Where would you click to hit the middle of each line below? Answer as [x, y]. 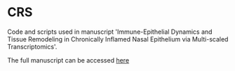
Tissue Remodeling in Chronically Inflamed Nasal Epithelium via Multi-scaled [118, 39]
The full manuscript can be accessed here [68, 60]
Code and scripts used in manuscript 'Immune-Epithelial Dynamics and [110, 32]
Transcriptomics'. [32, 46]
